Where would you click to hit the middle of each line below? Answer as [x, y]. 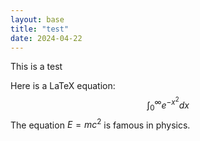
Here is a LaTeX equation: [63, 86]
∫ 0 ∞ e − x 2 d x [168, 104]
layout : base [37, 19]
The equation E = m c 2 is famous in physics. [100, 124]
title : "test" [40, 29]
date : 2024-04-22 [46, 38]
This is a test [36, 67]
